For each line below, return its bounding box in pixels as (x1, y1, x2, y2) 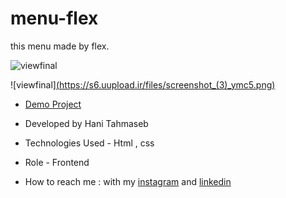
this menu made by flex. (10, 40, 110, 52)
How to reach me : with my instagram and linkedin (24, 175, 232, 187)
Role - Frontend (24, 156, 90, 168)
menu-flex (10, 7, 99, 30)
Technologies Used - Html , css (24, 137, 155, 149)
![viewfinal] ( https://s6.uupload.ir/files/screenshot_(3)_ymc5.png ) (10, 78, 276, 91)
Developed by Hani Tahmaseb (24, 117, 149, 129)
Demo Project (24, 98, 82, 110)
